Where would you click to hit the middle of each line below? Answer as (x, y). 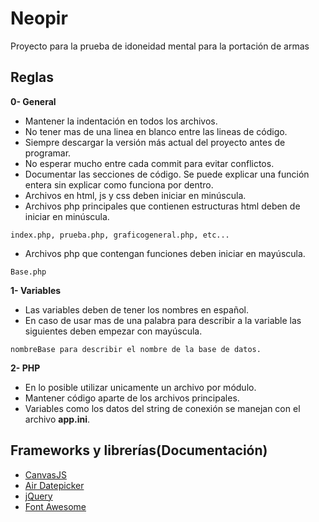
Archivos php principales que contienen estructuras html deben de (162, 206)
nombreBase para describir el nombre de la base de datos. (136, 349)
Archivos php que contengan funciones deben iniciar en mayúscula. (165, 253)
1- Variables (36, 290)
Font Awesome (55, 506)
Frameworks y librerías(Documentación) (139, 450)
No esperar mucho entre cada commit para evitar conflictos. (149, 163)
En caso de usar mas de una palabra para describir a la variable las (163, 320)
